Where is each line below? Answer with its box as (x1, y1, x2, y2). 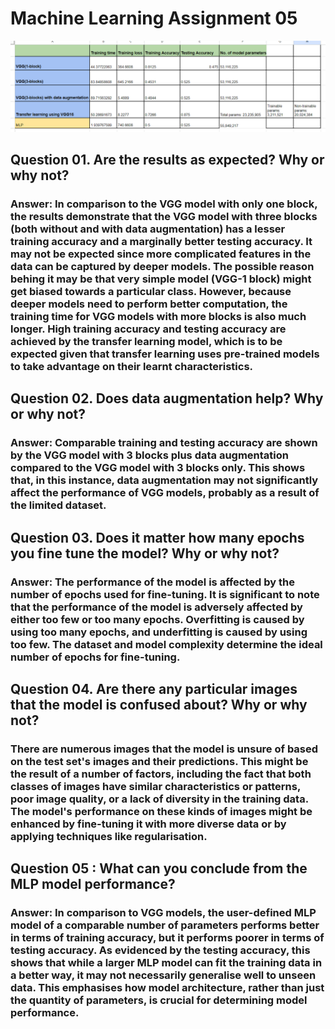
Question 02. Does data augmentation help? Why (10, 390, 324, 407)
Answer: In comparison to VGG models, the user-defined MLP (10, 906, 317, 920)
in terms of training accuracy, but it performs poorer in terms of (10, 931, 325, 945)
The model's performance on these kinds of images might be (10, 804, 313, 818)
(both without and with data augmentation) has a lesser (10, 222, 286, 236)
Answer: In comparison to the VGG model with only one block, (10, 197, 318, 211)
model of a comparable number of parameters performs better (10, 918, 320, 932)
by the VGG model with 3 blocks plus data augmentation (10, 448, 289, 462)
